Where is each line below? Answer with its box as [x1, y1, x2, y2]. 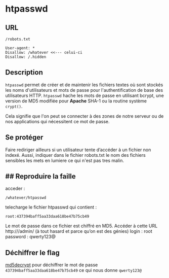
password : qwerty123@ [5, 234, 56, 240]
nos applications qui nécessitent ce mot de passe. [5, 118, 110, 124]
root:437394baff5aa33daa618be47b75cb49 [5, 214, 90, 219]
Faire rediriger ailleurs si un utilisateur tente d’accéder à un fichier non [5, 147, 151, 153]
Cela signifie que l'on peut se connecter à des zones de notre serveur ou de [5, 113, 164, 119]
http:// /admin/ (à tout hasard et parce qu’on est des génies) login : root [5, 228, 153, 234]
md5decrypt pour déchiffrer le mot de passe [5, 262, 98, 268]
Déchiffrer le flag [5, 248, 60, 257]
